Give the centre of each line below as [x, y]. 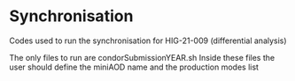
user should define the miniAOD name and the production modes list [134, 67]
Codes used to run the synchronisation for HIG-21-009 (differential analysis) [148, 40]
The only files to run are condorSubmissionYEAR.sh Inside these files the [142, 57]
